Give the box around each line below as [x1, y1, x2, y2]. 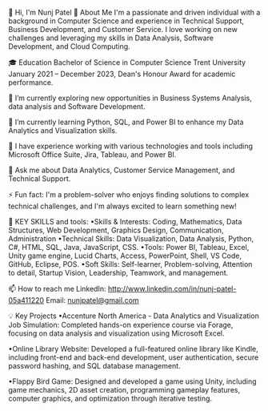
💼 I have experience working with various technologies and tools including [8, 141, 254, 151]
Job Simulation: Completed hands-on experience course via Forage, [8, 320, 234, 329]
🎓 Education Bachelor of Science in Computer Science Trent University [8, 58, 246, 67]
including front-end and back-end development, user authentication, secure [8, 353, 259, 362]
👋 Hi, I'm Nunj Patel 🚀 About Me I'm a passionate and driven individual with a [8, 8, 261, 17]
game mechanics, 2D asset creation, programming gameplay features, [8, 385, 241, 394]
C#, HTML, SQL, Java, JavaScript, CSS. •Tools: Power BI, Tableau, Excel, [8, 243, 250, 252]
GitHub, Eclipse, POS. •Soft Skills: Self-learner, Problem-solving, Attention [8, 260, 253, 268]
